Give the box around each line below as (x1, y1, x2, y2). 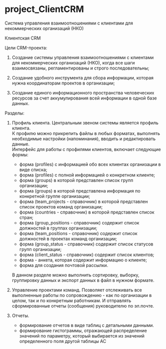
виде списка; (19, 166, 48, 172)
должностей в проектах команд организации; (19, 235, 118, 241)
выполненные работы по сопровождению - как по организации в (11, 292, 152, 298)
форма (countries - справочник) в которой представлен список (19, 209, 155, 215)
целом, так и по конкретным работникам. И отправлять (11, 297, 132, 303)
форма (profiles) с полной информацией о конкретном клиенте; (19, 171, 156, 178)
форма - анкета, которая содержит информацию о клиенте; (19, 256, 148, 263)
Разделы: (4, 110, 24, 116)
